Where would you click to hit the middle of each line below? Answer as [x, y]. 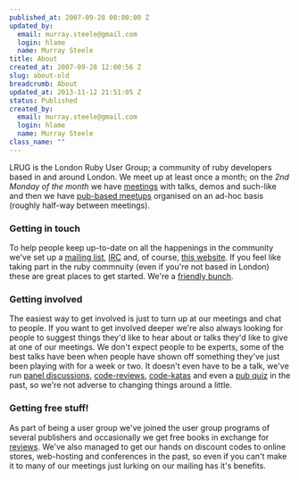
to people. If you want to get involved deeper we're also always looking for [146, 328]
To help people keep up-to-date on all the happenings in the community [141, 248]
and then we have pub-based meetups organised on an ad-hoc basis [137, 195]
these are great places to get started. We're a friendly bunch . [121, 277]
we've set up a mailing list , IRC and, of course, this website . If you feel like [145, 257]
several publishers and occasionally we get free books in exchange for [139, 437]
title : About [33, 59]
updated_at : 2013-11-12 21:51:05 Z [75, 92]
